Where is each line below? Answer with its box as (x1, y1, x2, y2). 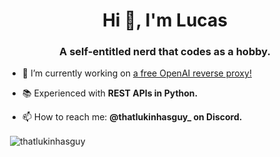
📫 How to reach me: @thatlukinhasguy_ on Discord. (21, 111, 243, 123)
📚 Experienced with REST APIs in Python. (21, 87, 199, 99)
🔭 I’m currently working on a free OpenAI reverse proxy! (21, 67, 252, 79)
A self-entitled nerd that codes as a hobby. (59, 45, 271, 59)
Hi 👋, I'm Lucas (101, 9, 229, 32)
